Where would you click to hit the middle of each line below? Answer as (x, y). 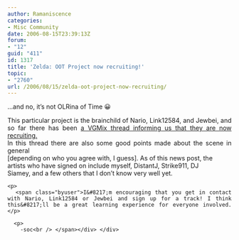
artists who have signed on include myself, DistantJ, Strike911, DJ (103, 166)
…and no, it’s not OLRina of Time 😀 (59, 107)
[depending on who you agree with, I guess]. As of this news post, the (110, 158)
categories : (25, 21)
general (18, 151)
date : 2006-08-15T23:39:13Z (49, 34)
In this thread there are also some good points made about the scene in (119, 143)
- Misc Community (33, 27)
